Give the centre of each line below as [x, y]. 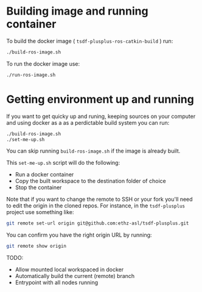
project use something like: [40, 212]
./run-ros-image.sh [31, 75]
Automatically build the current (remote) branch [75, 276]
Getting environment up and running [100, 99]
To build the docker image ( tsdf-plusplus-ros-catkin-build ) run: [90, 41]
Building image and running [77, 11]
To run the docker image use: [43, 64]
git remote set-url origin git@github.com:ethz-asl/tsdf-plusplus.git [98, 223]
